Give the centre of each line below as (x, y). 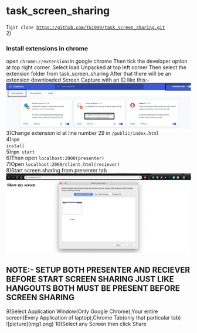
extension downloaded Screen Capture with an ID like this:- (78, 80)
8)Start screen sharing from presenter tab (57, 170)
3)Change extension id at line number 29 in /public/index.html (83, 132)
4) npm (13, 139)
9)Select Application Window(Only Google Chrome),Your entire (82, 311)
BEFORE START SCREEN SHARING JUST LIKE (90, 279)
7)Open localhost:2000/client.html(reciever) (63, 164)
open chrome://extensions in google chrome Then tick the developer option (97, 61)
